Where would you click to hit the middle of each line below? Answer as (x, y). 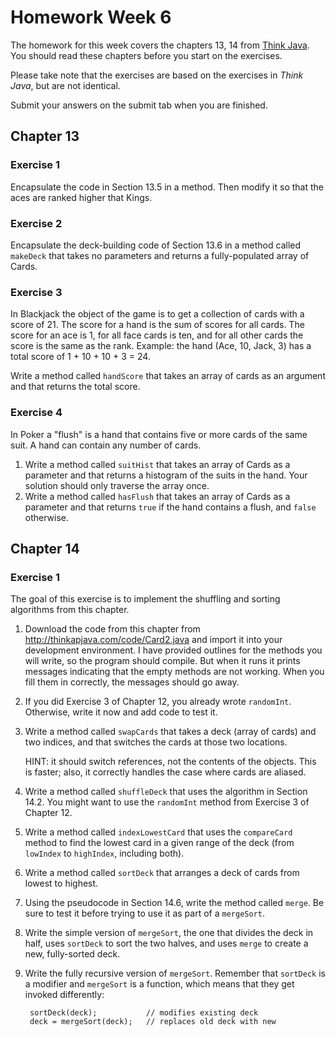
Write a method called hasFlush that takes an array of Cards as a (157, 496)
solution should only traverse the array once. (117, 485)
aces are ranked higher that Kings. (81, 197)
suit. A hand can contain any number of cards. (106, 445)
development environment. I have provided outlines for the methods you (173, 650)
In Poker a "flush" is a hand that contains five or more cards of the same (159, 434)
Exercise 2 (36, 223)
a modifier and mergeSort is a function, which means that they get (159, 984)
